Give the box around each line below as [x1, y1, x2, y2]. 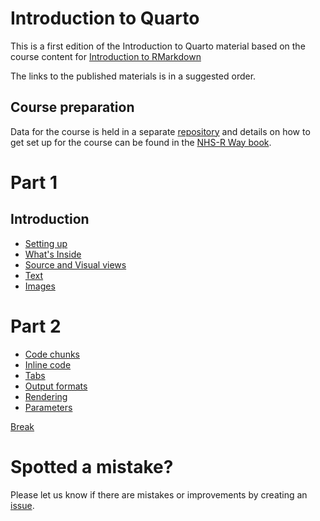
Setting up [24, 237, 68, 249]
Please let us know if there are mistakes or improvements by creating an [10, 488, 308, 501]
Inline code [24, 358, 72, 371]
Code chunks [24, 348, 80, 360]
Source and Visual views [24, 258, 127, 271]
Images [24, 280, 56, 292]
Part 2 [10, 315, 62, 337]
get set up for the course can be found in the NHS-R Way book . [10, 136, 272, 148]
